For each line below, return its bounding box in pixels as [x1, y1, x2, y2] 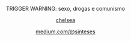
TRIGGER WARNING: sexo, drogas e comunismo [5, 5, 126, 12]
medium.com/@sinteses [35, 28, 96, 35]
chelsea [55, 17, 76, 23]
